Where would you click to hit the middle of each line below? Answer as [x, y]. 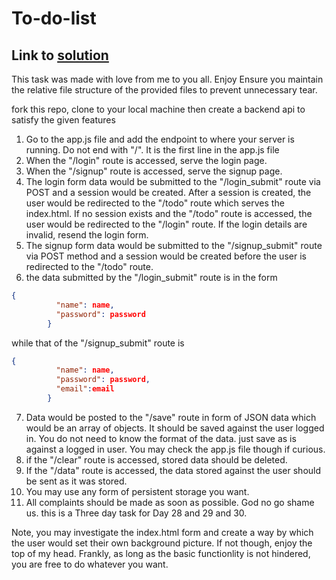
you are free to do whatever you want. [90, 564]
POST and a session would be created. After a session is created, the [168, 192]
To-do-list [54, 18]
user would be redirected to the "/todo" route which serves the [155, 203]
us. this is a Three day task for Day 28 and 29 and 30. [136, 513]
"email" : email [85, 389]
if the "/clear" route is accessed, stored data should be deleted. [156, 459]
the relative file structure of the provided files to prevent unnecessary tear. [164, 90]
